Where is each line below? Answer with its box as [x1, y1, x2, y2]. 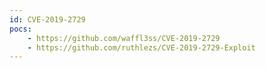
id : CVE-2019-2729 [9, 14, 86, 25]
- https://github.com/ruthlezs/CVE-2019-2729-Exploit [27, 42, 256, 53]
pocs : [9, 24, 32, 34]
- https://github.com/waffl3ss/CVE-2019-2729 [27, 33, 221, 43]
